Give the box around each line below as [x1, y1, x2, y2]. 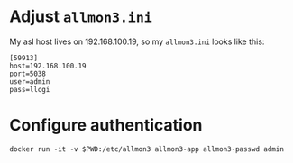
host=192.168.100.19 [9, 61, 87, 70]
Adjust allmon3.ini [9, 6, 153, 27]
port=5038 [9, 69, 47, 78]
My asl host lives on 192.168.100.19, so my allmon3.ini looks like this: [9, 36, 265, 47]
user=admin [9, 77, 50, 86]
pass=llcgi [9, 85, 50, 94]
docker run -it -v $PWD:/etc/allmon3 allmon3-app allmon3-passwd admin [9, 144, 284, 154]
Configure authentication [9, 115, 203, 136]
